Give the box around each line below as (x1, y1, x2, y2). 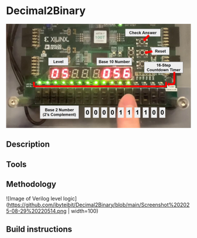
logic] (63, 195, 77, 202)
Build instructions (6, 224, 72, 234)
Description (6, 140, 50, 149)
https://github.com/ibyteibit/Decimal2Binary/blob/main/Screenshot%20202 (8, 201, 190, 208)
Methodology (6, 179, 57, 189)
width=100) (71, 207, 98, 215)
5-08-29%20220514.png (6, 207, 67, 215)
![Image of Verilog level (6, 195, 62, 202)
